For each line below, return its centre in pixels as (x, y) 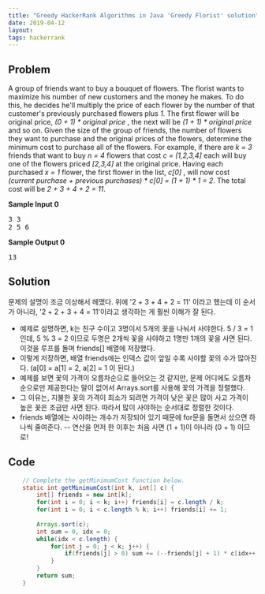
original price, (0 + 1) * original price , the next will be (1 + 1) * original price (130, 122)
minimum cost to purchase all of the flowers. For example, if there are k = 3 (130, 148)
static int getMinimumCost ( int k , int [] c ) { (99, 488)
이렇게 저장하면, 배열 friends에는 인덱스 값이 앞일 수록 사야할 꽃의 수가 (128, 358)
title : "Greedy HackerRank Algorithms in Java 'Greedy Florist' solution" (134, 15)
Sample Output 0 (37, 242)
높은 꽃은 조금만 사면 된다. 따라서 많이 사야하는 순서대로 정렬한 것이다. (127, 407)
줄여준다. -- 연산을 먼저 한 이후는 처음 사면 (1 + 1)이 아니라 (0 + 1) (135, 427)
